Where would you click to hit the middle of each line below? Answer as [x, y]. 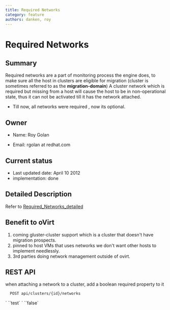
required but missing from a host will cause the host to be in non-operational [86, 91]
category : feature [25, 15]
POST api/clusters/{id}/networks [45, 294]
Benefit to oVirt [30, 222]
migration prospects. [34, 240]
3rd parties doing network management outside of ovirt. [72, 256]
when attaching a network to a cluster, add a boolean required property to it [85, 284]
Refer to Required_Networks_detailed [44, 206]
